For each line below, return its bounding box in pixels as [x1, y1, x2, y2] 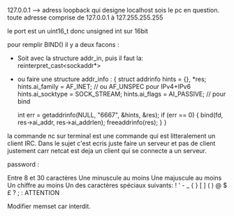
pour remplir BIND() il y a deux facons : [7, 41, 119, 48]
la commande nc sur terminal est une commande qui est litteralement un [7, 132, 216, 140]
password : [7, 160, 40, 168]
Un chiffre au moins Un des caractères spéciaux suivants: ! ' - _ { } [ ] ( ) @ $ [7, 181, 228, 189]
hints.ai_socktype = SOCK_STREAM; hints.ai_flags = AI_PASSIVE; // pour [17, 90, 226, 98]
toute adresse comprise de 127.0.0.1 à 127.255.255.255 [7, 13, 163, 22]
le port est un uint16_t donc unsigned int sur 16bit [7, 27, 149, 35]
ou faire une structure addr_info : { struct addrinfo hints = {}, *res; [17, 75, 207, 83]
